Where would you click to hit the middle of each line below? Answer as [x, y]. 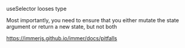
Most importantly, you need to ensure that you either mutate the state [93, 20]
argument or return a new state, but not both [62, 27]
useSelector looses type [37, 9]
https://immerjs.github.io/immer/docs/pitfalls [62, 38]
